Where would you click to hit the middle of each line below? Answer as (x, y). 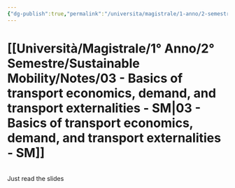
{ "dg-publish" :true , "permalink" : (56, 14)
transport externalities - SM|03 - (104, 108)
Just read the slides (36, 178)
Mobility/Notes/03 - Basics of (95, 78)
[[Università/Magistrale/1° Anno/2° (111, 48)
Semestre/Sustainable (73, 63)
